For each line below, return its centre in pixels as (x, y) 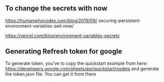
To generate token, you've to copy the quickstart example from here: (76, 63)
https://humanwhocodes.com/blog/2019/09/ (51, 20)
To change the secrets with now (56, 8)
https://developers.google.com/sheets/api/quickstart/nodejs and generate (82, 69)
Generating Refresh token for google (64, 51)
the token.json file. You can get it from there (51, 74)
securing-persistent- (120, 20)
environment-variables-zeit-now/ (39, 26)
